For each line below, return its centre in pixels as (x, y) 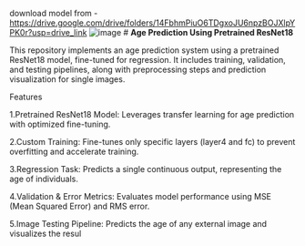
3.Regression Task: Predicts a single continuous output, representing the (146, 169)
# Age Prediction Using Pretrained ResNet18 (208, 32)
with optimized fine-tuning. (60, 124)
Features (26, 97)
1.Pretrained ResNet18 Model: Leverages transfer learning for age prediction (152, 114)
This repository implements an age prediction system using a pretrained (144, 50)
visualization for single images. (67, 79)
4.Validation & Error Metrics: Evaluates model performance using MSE (140, 196)
